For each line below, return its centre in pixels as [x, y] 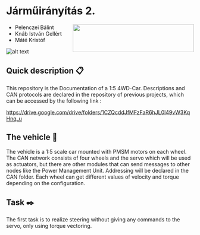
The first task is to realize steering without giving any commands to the [93, 220]
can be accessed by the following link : [54, 101]
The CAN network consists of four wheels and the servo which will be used [99, 158]
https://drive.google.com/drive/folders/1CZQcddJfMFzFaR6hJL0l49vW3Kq [98, 112]
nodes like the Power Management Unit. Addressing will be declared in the [98, 170]
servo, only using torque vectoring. [49, 226]
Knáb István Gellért [38, 33]
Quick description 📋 [45, 71]
